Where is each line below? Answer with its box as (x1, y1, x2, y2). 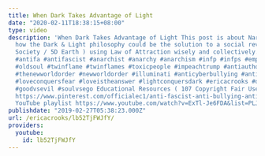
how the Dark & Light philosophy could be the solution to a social (15, 41, 245, 49)
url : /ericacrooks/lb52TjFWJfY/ (8, 114, 114, 122)
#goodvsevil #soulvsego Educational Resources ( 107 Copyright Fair (15, 84, 245, 93)
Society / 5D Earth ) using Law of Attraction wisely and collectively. (15, 48, 259, 56)
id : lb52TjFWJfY (22, 136, 77, 144)
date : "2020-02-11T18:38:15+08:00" (8, 19, 125, 27)
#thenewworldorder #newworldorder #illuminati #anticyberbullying (15, 70, 238, 78)
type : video (8, 26, 47, 34)
